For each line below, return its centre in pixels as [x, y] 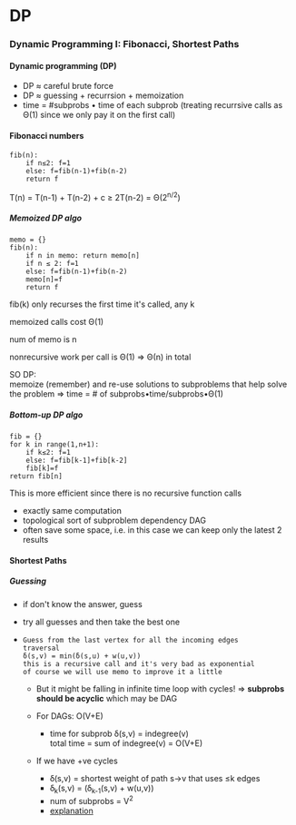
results [35, 540]
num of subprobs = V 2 [91, 800]
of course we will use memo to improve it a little [122, 672]
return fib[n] [36, 476]
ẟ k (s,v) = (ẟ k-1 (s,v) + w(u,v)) [102, 789]
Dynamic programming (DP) [63, 65]
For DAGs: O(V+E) [70, 716]
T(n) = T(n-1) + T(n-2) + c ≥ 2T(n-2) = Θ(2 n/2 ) [95, 196]
